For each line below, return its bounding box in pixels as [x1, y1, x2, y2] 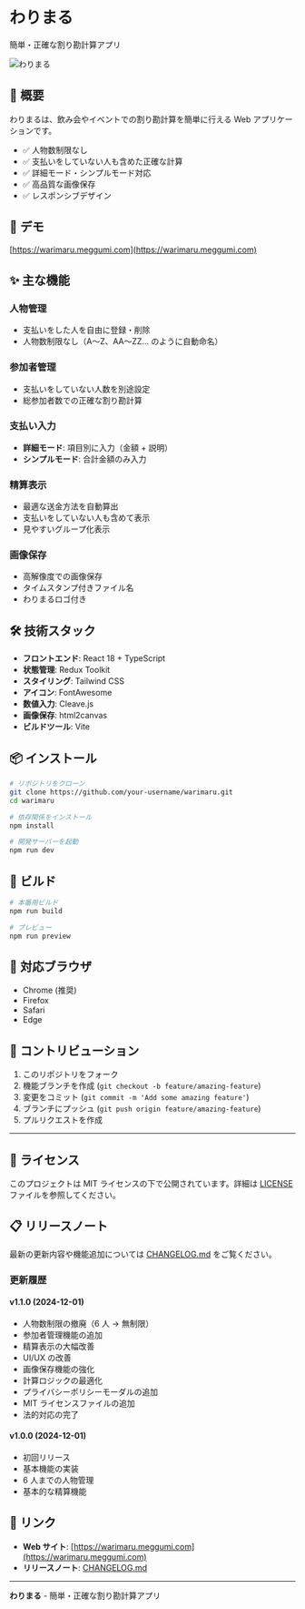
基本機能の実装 [22, 1463, 79, 1474]
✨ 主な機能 [9, 272, 71, 288]
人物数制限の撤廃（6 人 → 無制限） [22, 1318, 154, 1329]
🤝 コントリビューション [9, 1043, 140, 1058]
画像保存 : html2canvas [22, 710, 107, 721]
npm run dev [9, 846, 54, 855]
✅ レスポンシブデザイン [22, 189, 112, 200]
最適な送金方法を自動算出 [22, 501, 119, 512]
